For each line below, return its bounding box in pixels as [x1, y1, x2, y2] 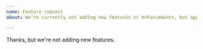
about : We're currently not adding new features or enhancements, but [6, 14, 188, 20]
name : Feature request [6, 8, 63, 15]
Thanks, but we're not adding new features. [6, 36, 115, 43]
